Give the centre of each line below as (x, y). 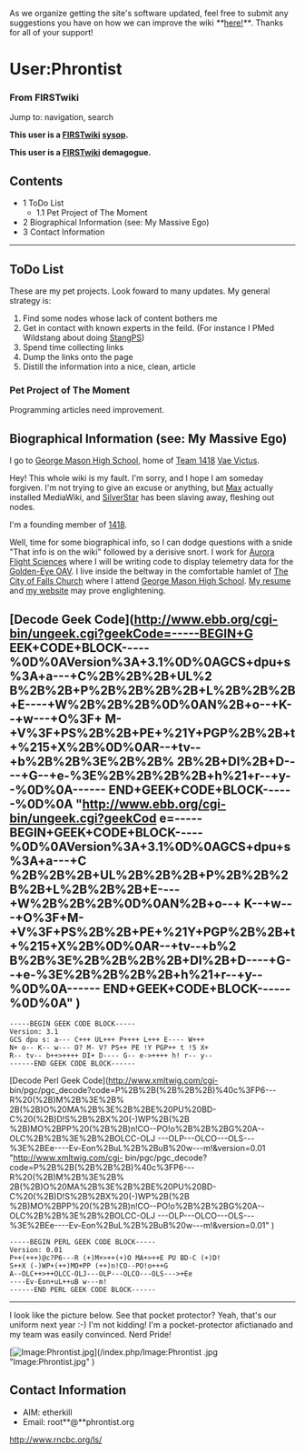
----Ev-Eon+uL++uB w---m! (58, 1282)
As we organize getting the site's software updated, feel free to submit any (149, 13)
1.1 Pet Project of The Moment (92, 213)
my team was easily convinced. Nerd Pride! (90, 1335)
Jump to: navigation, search (61, 117)
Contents (36, 181)
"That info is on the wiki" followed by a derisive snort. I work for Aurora (142, 552)
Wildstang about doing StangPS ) (84, 338)
